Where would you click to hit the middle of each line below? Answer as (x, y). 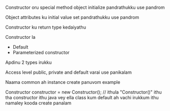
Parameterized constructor (41, 52)
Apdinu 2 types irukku (29, 62)
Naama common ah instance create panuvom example (63, 82)
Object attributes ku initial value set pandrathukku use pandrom (72, 17)
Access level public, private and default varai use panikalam (69, 72)
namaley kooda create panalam (38, 103)
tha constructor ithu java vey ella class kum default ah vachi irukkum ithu (82, 97)
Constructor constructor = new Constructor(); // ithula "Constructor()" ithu (84, 92)
